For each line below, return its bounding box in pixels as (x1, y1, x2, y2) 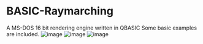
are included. (6, 30, 40, 37)
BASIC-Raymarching (6, 4, 114, 18)
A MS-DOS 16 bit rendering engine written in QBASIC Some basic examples (6, 24, 197, 31)
